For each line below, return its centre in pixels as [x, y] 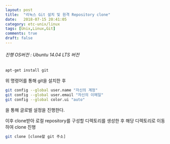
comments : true [21, 33]
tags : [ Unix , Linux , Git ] [30, 29]
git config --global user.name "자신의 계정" [52, 90]
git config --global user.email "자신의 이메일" [55, 95]
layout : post [19, 10]
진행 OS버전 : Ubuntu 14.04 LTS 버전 [42, 55]
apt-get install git [27, 70]
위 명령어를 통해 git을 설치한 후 [36, 80]
